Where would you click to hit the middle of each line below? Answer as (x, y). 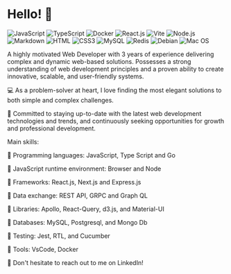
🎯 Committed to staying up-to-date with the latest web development (104, 113)
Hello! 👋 (30, 14)
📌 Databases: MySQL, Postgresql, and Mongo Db (77, 222)
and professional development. (51, 128)
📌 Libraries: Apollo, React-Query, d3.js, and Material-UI (86, 209)
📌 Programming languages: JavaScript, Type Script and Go (91, 155)
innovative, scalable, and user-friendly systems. (76, 76)
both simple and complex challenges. (61, 100)
